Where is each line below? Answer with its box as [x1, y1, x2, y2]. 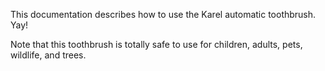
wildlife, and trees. [10, 49, 87, 61]
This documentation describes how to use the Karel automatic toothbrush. [10, 9, 317, 20]
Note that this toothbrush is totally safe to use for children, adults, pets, [10, 39, 303, 50]
